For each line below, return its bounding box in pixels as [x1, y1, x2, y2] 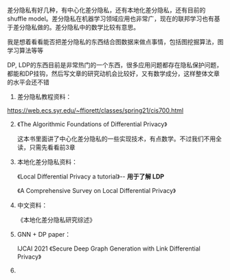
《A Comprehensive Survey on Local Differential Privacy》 [16, 187, 176, 194]
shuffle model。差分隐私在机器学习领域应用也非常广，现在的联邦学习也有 [7, 14, 215, 23]
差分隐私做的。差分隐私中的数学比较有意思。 [12, 23, 139, 31]
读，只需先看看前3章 [16, 143, 76, 151]
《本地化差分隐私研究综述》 [16, 215, 96, 224]
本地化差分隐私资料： [16, 158, 78, 166]
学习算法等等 [7, 47, 43, 54]
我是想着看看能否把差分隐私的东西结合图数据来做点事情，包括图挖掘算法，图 [7, 38, 224, 46]
